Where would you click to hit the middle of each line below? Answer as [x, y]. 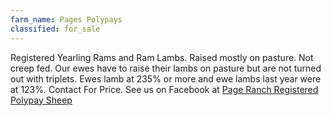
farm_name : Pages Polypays [66, 19]
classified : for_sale [55, 29]
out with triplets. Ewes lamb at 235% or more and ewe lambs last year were [166, 78]
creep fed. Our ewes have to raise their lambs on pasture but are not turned [166, 68]
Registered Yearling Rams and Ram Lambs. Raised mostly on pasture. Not [162, 57]
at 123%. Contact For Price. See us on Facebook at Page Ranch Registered [164, 89]
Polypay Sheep [41, 100]
